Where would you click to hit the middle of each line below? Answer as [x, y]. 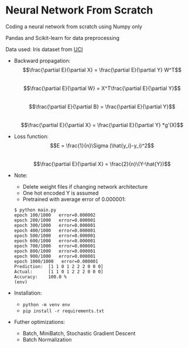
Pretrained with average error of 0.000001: [74, 199]
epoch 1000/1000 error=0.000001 [56, 261]
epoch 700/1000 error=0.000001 [55, 246]
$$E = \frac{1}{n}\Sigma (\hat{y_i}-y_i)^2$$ [102, 145]
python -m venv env [47, 304]
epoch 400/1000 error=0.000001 [55, 230]
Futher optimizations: [39, 322]
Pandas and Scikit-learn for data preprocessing [63, 38]
